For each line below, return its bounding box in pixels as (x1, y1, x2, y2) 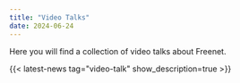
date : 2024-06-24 (9, 21, 74, 30)
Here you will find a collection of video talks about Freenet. (9, 46, 227, 56)
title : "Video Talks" (9, 12, 90, 22)
